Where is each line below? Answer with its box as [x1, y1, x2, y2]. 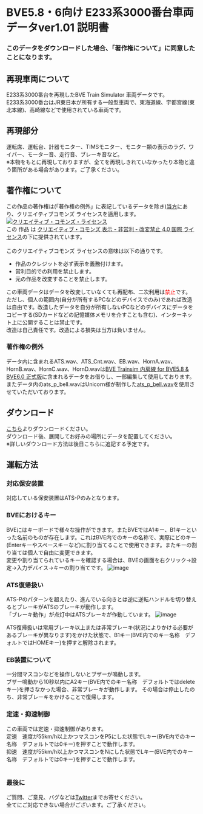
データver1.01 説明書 [6, 21, 109, 35]
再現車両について [6, 74, 70, 84]
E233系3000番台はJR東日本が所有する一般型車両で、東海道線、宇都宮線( [6, 98, 190, 106]
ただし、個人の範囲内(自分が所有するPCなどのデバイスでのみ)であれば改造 [6, 295, 193, 303]
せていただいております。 [6, 388, 70, 395]
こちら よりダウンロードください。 [6, 425, 92, 432]
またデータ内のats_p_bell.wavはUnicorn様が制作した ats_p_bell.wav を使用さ [6, 381, 195, 388]
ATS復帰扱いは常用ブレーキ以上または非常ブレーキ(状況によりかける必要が [6, 624, 194, 631]
